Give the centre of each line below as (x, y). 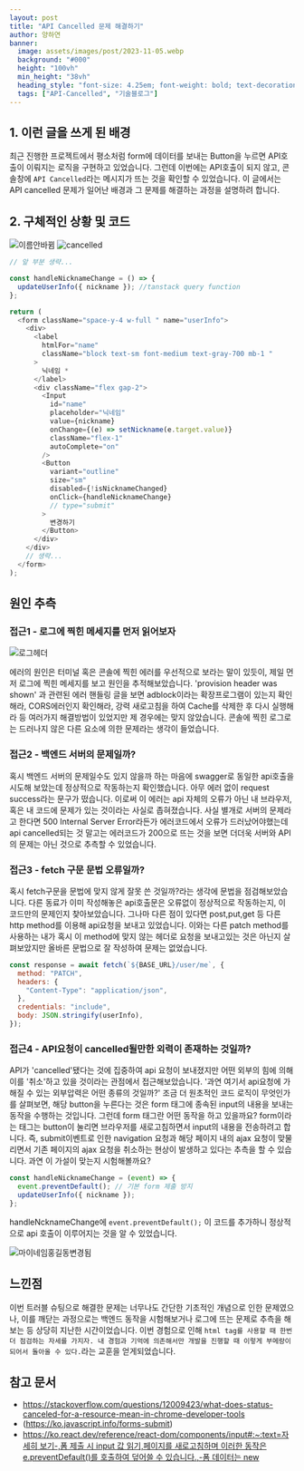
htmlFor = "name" (71, 345)
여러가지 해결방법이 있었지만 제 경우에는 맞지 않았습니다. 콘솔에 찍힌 (148, 718)
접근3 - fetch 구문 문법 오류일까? (77, 869)
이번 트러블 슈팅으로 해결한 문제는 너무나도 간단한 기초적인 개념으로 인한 (136, 1307)
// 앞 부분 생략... (41, 262)
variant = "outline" (84, 472)
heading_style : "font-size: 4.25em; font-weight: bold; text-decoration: (159, 85)
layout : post (34, 18)
